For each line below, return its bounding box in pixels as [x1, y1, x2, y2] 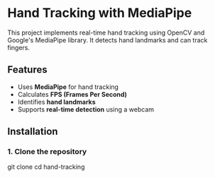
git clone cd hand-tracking [7, 162, 85, 171]
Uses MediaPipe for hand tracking [17, 83, 119, 91]
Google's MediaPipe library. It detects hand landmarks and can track [7, 35, 208, 44]
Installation [7, 126, 58, 138]
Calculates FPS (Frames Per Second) [17, 90, 128, 98]
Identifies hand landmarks [17, 97, 96, 106]
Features [7, 64, 48, 76]
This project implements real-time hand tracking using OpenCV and [7, 28, 205, 37]
